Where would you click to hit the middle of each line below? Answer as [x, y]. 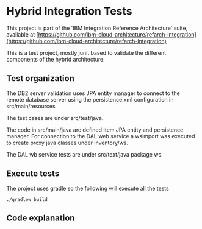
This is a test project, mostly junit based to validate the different [86, 52]
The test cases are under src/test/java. [55, 118]
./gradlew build [27, 199]
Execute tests [33, 174]
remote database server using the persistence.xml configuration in [90, 99]
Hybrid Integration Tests [69, 11]
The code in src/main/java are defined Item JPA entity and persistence [95, 130]
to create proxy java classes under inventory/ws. [67, 143]
